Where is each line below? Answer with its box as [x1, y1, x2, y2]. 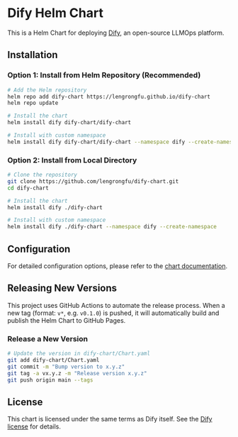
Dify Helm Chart [7, 5, 104, 21]
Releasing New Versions [7, 282, 118, 294]
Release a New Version [7, 333, 89, 343]
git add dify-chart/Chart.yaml [7, 356, 100, 363]
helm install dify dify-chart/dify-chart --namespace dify [7, 138, 186, 145]
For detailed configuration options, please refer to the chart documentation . [7, 261, 228, 270]
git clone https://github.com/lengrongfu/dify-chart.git [7, 177, 179, 185]
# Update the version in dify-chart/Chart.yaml [7, 350, 151, 358]
